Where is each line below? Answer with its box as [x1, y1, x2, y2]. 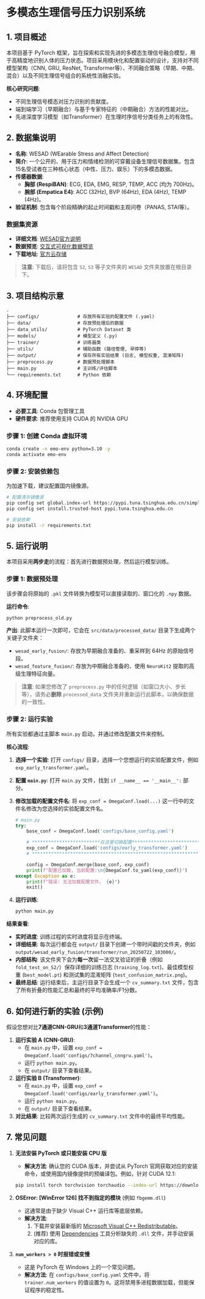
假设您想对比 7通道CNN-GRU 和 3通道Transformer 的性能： [6, 1023, 152, 1031]
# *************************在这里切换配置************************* [26, 839, 200, 845]
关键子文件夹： [6, 634, 44, 642]
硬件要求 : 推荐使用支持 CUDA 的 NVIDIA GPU [15, 415, 128, 422]
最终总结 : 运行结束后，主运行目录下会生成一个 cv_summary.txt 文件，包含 [15, 979, 199, 986]
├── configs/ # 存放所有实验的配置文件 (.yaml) [6, 313, 155, 320]
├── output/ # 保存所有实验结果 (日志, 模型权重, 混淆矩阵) [6, 352, 184, 359]
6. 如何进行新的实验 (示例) [6, 1006, 104, 1016]
